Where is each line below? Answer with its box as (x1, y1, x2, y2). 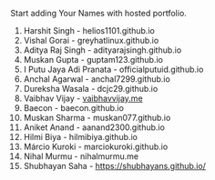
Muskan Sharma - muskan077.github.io (23, 113, 171, 123)
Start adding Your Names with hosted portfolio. (10, 8, 188, 18)
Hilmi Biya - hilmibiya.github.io (23, 132, 138, 142)
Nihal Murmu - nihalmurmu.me (23, 151, 139, 162)
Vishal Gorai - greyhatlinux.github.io (23, 35, 159, 45)
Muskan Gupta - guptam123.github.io (23, 55, 163, 65)
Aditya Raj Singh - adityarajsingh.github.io (23, 45, 182, 55)
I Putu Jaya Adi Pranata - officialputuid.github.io (23, 64, 204, 75)
